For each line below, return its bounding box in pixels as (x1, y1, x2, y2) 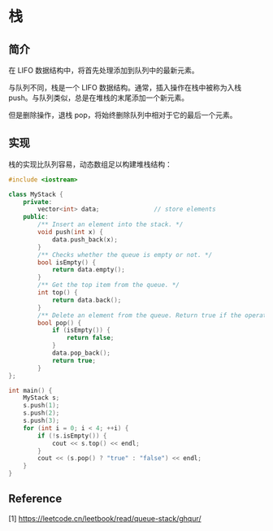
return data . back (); (51, 296, 122, 304)
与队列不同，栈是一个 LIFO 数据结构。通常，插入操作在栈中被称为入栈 (8, 83, 242, 92)
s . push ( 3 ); (23, 416, 60, 425)
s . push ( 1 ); (23, 402, 60, 410)
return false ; (66, 334, 115, 342)
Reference (8, 492, 63, 506)
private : (23, 198, 53, 206)
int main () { (8, 386, 53, 394)
